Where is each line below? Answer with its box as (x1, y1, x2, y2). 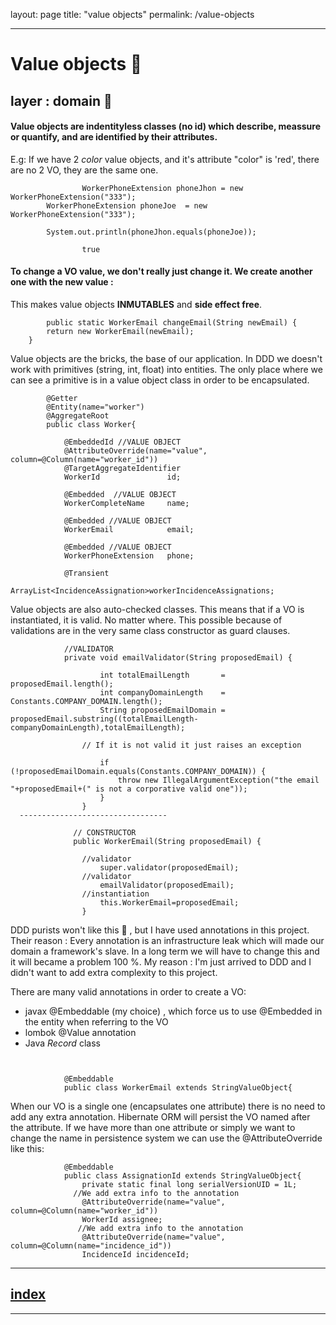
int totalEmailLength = (99, 670, 226, 680)
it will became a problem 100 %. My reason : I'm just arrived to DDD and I (10, 955, 312, 968)
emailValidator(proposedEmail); (99, 880, 235, 890)
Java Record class (24, 1037, 101, 1049)
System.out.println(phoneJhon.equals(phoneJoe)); (46, 227, 257, 237)
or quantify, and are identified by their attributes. (10, 131, 218, 143)
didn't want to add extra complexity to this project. (10, 966, 218, 978)
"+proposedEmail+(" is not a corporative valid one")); (10, 784, 248, 794)
